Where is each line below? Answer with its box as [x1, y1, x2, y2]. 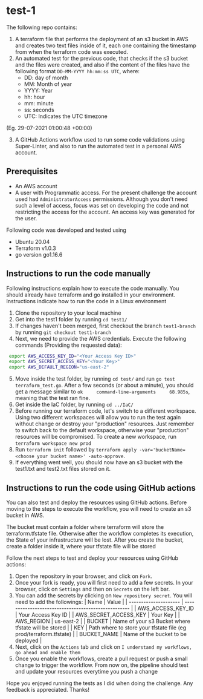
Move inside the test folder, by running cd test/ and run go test [14, 375, 175, 382]
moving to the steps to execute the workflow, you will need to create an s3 [6, 505, 192, 512]
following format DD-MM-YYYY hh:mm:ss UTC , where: [14, 67, 140, 74]
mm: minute [24, 99, 54, 107]
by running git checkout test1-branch [14, 328, 112, 336]
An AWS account [14, 182, 57, 189]
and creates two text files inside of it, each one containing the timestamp [14, 42, 196, 49]
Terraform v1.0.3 [14, 244, 56, 252]
